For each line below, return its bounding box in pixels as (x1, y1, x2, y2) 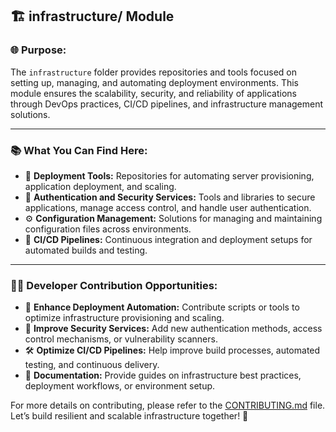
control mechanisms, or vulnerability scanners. (24, 333, 218, 345)
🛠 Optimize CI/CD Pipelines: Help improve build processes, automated (24, 344, 321, 357)
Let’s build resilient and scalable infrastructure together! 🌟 (10, 410, 249, 422)
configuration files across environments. (24, 223, 192, 235)
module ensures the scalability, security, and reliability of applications (10, 87, 297, 99)
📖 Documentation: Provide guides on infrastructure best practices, (24, 369, 302, 382)
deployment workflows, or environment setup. (24, 380, 216, 392)
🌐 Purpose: (10, 43, 67, 57)
